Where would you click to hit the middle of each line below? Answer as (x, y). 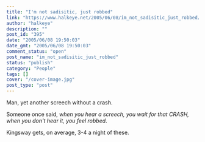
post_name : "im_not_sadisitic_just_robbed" (63, 57)
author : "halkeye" (30, 23)
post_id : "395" (26, 35)
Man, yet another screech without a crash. (59, 103)
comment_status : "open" (37, 52)
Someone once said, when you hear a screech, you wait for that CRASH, (98, 114)
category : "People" (31, 68)
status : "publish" (30, 63)
